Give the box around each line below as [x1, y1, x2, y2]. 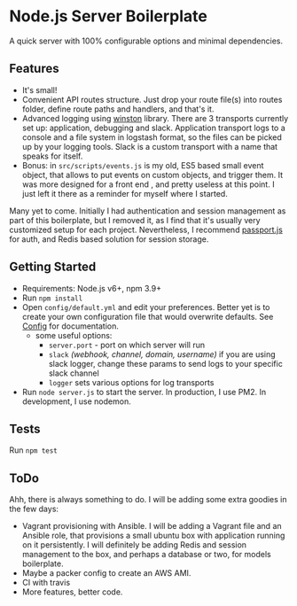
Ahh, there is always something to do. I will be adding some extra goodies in [9, 494, 287, 505]
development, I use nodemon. [21, 396, 131, 407]
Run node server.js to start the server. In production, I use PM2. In [21, 386, 267, 397]
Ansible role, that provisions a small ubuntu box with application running [21, 530, 285, 541]
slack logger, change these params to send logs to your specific [48, 358, 284, 369]
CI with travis [21, 578, 71, 588]
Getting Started [9, 260, 97, 275]
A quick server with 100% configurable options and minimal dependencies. [9, 35, 284, 46]
